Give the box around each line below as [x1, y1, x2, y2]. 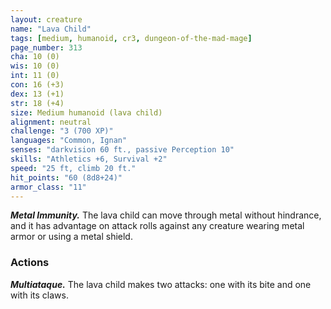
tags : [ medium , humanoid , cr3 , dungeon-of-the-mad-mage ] [10, 33, 253, 43]
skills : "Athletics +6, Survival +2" [10, 154, 168, 164]
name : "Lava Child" [10, 24, 92, 34]
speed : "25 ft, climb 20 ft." [10, 163, 137, 173]
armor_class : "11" [10, 182, 87, 192]
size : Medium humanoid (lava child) [10, 107, 163, 118]
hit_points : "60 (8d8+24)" [10, 172, 123, 183]
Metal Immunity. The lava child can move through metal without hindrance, [10, 209, 322, 221]
